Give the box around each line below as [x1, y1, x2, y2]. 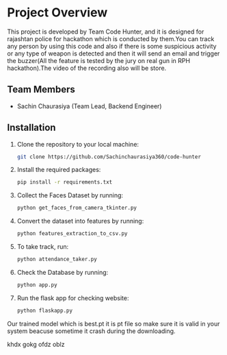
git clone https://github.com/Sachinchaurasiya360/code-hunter [16, 153, 202, 160]
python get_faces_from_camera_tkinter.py [16, 204, 137, 212]
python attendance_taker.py [16, 256, 97, 263]
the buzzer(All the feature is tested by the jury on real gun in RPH [7, 56, 190, 64]
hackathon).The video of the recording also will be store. [7, 64, 167, 72]
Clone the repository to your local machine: [16, 140, 139, 148]
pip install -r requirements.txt [16, 179, 113, 186]
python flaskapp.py [16, 307, 73, 314]
